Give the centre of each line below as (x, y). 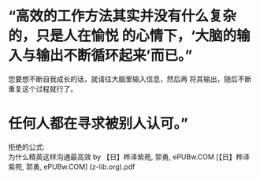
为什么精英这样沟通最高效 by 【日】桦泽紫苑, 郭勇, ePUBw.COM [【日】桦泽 (129, 157)
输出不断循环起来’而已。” (114, 56)
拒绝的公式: (27, 147)
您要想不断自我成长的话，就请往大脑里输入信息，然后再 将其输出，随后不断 (130, 79)
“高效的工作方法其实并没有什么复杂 (123, 16)
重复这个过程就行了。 (43, 88)
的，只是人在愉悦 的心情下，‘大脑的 (123, 36)
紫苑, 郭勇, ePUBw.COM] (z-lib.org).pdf (72, 166)
